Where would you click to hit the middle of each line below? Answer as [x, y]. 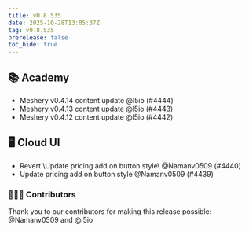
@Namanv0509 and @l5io [51, 220]
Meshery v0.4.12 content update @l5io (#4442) [96, 117]
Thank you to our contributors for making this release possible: [110, 212]
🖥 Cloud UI [34, 143]
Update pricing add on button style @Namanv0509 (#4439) [117, 174]
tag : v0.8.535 [31, 30]
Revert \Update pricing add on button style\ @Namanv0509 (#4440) [130, 165]
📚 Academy [39, 77]
